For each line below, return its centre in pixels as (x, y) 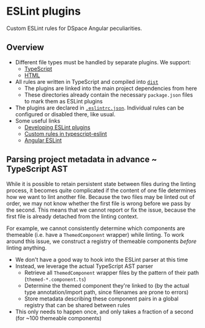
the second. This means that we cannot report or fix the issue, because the (101, 210)
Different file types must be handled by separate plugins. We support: (103, 62)
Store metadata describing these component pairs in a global (101, 299)
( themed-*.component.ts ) (55, 279)
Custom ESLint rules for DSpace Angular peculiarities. (74, 28)
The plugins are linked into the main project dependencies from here (111, 88)
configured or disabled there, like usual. (65, 114)
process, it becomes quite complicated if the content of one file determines (101, 190)
